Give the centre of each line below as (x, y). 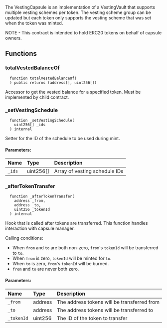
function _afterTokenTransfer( (42, 196)
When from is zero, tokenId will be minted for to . (62, 258)
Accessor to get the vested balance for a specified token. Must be (73, 92)
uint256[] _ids (30, 125)
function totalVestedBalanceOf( (43, 78)
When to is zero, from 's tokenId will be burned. (61, 264)
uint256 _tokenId (32, 210)
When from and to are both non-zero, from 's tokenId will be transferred (85, 248)
